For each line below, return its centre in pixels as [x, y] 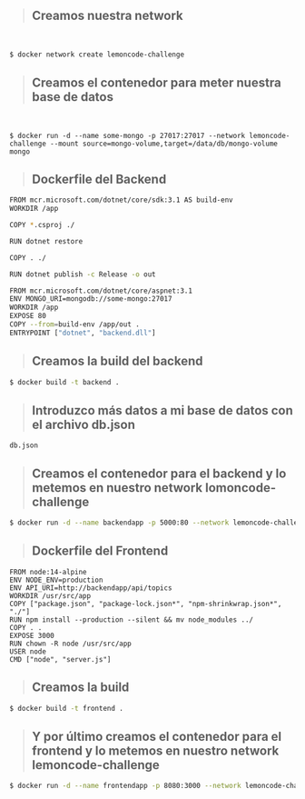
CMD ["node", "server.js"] [60, 659]
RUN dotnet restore [46, 241]
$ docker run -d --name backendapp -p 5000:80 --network [119, 523]
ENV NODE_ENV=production [56, 580]
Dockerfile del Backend [99, 179]
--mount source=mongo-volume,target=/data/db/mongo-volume [164, 144]
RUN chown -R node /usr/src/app [70, 644]
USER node [28, 651]
